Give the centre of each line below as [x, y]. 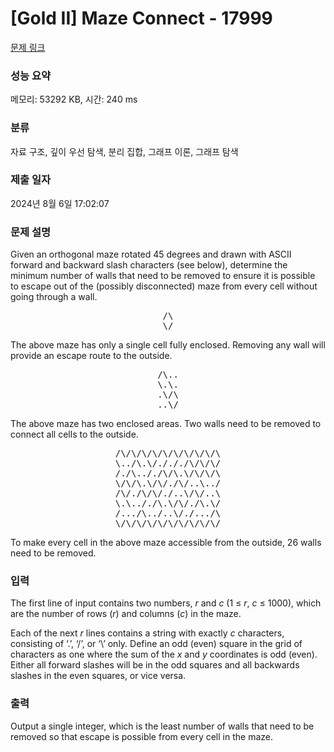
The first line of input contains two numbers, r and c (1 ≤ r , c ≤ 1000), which [166, 603]
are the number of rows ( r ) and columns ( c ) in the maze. [126, 614]
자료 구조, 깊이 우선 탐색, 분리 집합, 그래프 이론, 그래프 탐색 [124, 151]
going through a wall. [54, 297]
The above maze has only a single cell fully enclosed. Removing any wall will [168, 345]
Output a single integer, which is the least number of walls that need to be [162, 726]
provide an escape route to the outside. [91, 356]
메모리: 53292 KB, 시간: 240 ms [74, 99]
